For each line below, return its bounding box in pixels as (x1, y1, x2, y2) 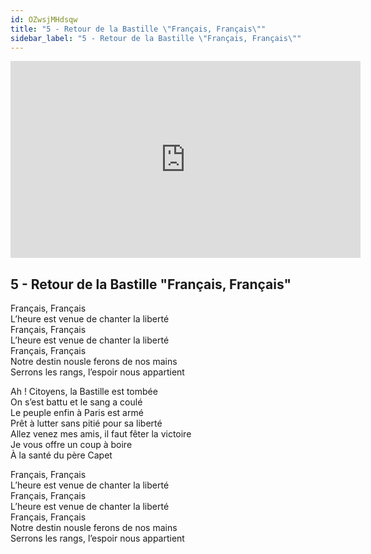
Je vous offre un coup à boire (10, 439, 133, 451)
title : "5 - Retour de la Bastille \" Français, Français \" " (10, 24, 267, 34)
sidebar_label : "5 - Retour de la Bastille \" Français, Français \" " (10, 33, 302, 43)
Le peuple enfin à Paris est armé (10, 407, 144, 419)
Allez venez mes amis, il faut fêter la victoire (10, 428, 192, 440)
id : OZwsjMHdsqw (10, 14, 78, 25)
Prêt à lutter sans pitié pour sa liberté (10, 417, 163, 430)
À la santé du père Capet (10, 449, 113, 461)
